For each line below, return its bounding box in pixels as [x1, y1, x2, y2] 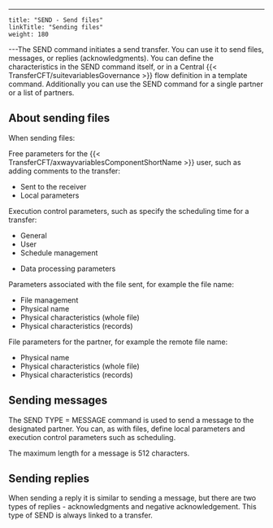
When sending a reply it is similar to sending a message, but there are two [8, 493, 257, 503]
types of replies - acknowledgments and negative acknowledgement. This [8, 502, 258, 512]
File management [19, 295, 79, 305]
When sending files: [8, 133, 76, 142]
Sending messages [8, 394, 108, 408]
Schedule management [19, 247, 98, 257]
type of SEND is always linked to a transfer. [8, 510, 153, 521]
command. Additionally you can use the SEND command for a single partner [8, 79, 264, 89]
